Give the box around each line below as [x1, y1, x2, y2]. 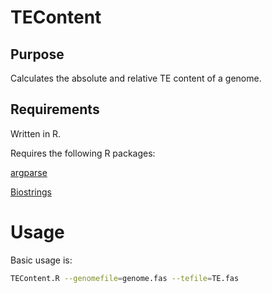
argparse [10, 166, 48, 178]
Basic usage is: [10, 254, 73, 266]
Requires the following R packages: [10, 147, 156, 159]
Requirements [10, 101, 100, 118]
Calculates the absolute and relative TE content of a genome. [10, 72, 262, 84]
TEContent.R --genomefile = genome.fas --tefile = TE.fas [10, 273, 240, 283]
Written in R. [10, 127, 62, 140]
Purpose [10, 46, 65, 63]
